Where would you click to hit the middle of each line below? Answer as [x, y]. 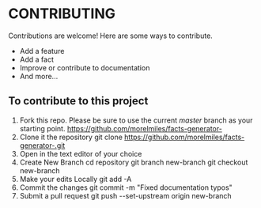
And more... [39, 76]
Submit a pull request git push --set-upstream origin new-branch [125, 195]
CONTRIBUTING [62, 14]
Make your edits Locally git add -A [76, 179]
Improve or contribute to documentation [85, 67]
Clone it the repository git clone [71, 137]
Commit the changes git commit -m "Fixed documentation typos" [126, 187]
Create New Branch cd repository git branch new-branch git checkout [134, 162]
